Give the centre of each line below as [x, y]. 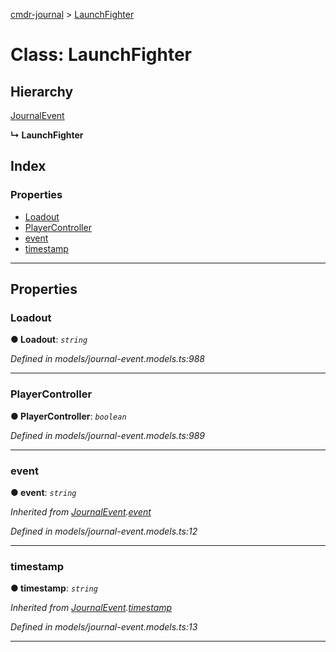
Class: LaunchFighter [101, 55]
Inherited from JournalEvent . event [81, 511]
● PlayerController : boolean [68, 416]
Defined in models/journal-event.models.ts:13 [104, 627]
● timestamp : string [54, 588]
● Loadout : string [49, 340]
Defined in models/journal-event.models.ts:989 [107, 435]
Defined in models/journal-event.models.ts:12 [104, 531]
